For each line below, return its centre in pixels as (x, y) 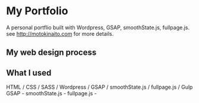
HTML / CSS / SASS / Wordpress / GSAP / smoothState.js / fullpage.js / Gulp (99, 87)
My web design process (51, 53)
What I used (29, 73)
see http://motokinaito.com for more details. (60, 33)
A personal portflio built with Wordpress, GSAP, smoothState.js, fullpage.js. (98, 27)
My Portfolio (37, 11)
